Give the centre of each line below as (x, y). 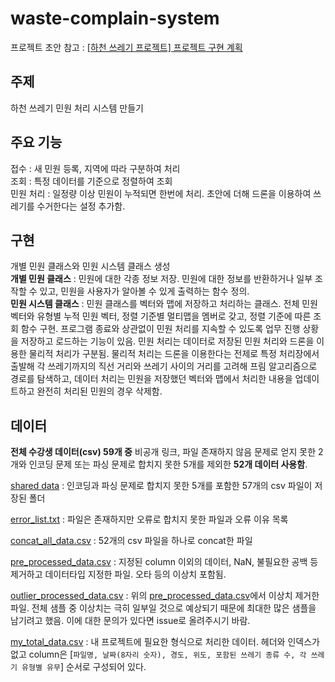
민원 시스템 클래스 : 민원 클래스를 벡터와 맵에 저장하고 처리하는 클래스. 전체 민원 (164, 304)
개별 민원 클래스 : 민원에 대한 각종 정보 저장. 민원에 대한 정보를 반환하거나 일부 (161, 279)
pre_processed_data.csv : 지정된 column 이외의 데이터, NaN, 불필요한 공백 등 (164, 562)
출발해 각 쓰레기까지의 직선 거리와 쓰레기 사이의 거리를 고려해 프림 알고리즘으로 (164, 366)
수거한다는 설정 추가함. (81, 206)
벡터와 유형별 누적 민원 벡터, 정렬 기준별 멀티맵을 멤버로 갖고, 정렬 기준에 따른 (161, 316)
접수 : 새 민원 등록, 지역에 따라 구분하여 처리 (95, 168)
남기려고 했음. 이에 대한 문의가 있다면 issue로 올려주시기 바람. (130, 621)
